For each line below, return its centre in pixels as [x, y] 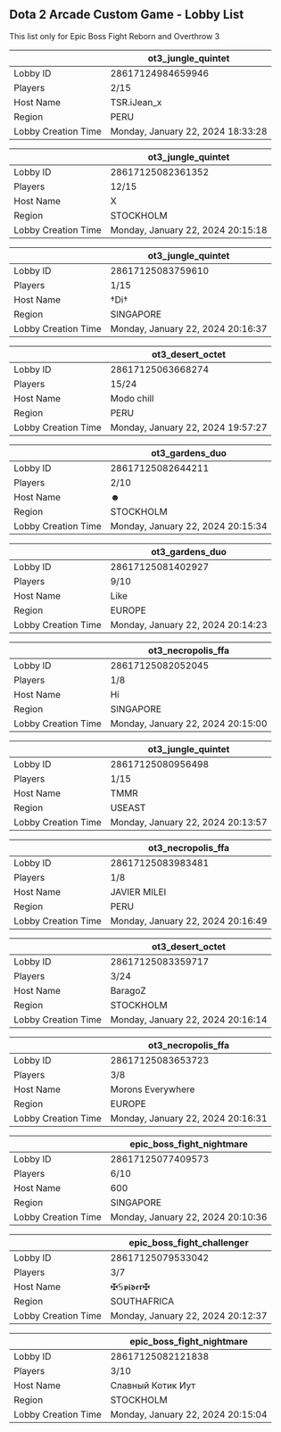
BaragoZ [128, 990]
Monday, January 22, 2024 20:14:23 [189, 625]
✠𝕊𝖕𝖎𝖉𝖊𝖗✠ [130, 1287]
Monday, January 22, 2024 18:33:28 [189, 131]
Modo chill [132, 398]
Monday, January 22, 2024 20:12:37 [189, 1315]
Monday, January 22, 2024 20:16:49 [189, 921]
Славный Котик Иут [153, 1385]
